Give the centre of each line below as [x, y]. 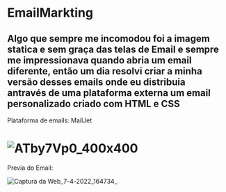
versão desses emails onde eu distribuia [96, 82]
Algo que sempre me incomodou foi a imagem [108, 39]
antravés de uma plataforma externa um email [109, 93]
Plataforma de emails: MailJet [50, 120]
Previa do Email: [30, 168]
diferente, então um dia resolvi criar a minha [105, 71]
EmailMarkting [50, 13]
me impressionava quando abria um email [99, 60]
